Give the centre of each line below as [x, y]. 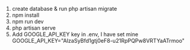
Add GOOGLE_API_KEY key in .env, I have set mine [75, 34]
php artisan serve [34, 28]
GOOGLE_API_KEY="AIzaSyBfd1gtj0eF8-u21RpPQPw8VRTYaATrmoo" [98, 41]
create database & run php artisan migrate [65, 9]
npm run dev [28, 21]
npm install [26, 15]
